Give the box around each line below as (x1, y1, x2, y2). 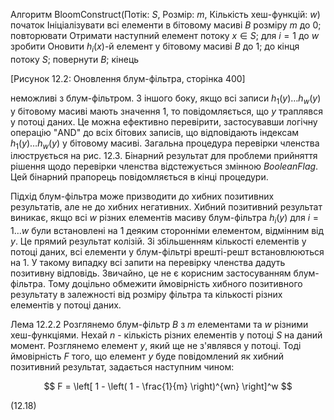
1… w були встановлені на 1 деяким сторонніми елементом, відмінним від (10, 225, 325, 237)
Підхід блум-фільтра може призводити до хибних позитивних (10, 190, 275, 203)
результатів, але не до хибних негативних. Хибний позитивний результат (10, 201, 323, 213)
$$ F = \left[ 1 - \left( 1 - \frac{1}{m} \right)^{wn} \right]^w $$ (43, 380, 293, 393)
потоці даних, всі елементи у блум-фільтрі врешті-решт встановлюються (10, 246, 325, 258)
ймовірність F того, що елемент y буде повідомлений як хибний (10, 350, 285, 363)
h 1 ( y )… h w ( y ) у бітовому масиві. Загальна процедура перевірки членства (10, 137, 320, 151)
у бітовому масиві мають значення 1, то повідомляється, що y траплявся (10, 105, 323, 117)
